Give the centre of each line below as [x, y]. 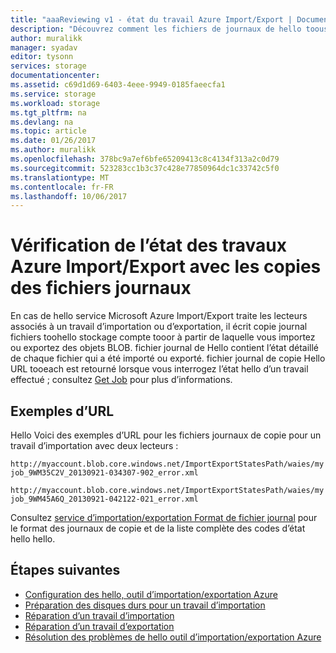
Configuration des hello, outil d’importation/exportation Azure [151, 594]
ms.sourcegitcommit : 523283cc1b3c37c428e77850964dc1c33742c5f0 [145, 168]
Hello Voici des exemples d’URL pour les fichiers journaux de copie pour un [166, 435]
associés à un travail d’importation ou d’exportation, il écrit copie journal [159, 327]
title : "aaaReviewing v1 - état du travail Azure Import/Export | [151, 19]
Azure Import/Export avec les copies [166, 267]
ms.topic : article [48, 131]
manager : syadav [44, 47]
